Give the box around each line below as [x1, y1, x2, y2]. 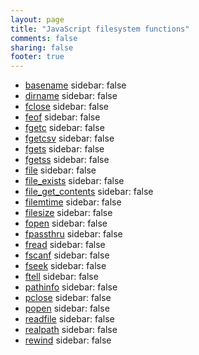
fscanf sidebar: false [24, 249, 110, 261]
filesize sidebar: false [24, 207, 113, 219]
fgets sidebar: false [24, 143, 105, 155]
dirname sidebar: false [24, 90, 118, 102]
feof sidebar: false [24, 111, 101, 123]
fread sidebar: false [24, 239, 106, 251]
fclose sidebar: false [24, 101, 109, 113]
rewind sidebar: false [24, 334, 112, 346]
